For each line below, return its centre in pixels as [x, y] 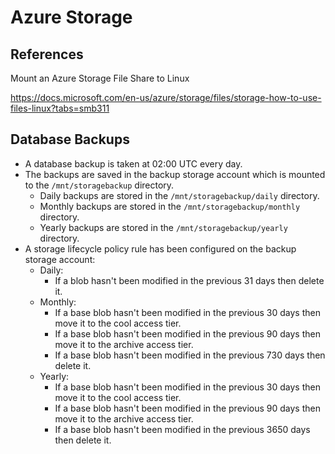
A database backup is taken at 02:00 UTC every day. [133, 163]
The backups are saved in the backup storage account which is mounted [175, 174]
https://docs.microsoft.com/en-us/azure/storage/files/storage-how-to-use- [166, 97]
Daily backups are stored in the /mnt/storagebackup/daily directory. [179, 195]
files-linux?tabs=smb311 [60, 108]
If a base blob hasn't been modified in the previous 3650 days [182, 429]
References [47, 54]
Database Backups [70, 139]
